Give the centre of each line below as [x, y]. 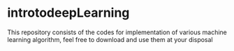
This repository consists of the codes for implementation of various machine [117, 32]
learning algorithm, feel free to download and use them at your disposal [110, 39]
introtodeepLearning [68, 13]
